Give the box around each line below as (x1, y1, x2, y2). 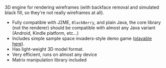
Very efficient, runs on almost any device (12, 51, 98, 57)
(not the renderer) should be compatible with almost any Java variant (12, 25, 155, 31)
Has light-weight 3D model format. (12, 46, 84, 52)
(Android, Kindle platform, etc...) (12, 30, 79, 36)
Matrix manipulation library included (12, 57, 87, 62)
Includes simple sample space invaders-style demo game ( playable (12, 35, 152, 41)
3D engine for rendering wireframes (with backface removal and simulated (5, 5, 159, 10)
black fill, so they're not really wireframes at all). (5, 10, 104, 16)
